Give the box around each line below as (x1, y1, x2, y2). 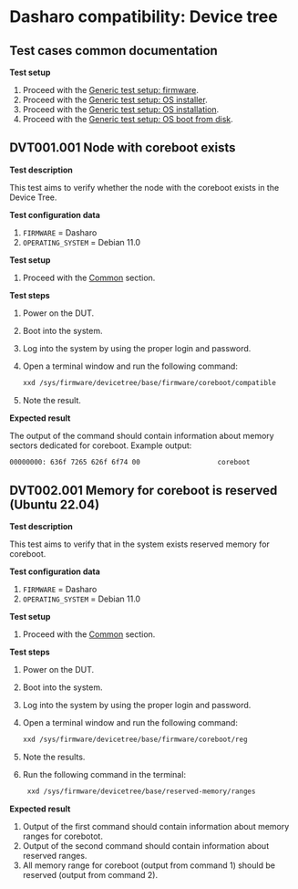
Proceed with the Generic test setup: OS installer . (22, 94, 208, 105)
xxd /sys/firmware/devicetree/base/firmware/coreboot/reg (22, 735, 248, 745)
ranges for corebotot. (22, 831, 103, 842)
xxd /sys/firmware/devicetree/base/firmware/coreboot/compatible (22, 378, 276, 387)
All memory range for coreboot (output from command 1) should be (22, 860, 276, 871)
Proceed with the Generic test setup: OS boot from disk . (22, 114, 234, 124)
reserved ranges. (22, 851, 87, 862)
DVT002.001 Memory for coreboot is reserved (9, 482, 278, 498)
